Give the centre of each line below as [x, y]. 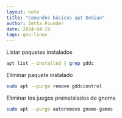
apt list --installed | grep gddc [50, 64]
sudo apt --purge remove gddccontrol [54, 86]
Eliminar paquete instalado [40, 75]
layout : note [23, 12]
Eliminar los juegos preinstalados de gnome [61, 98]
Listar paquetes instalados [40, 52]
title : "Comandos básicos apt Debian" [56, 18]
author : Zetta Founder [35, 23]
